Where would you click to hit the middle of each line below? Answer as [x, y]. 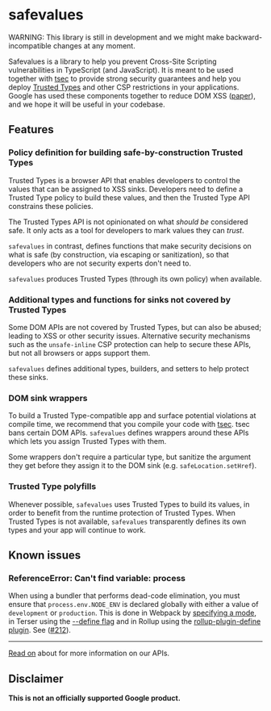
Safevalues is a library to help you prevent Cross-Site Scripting [113, 61]
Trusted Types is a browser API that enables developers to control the [124, 180]
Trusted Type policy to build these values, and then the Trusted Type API [129, 197]
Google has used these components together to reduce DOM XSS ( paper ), [132, 95]
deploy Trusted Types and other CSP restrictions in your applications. [124, 87]
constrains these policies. [51, 206]
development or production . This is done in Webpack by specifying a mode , [132, 613]
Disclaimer [36, 678]
